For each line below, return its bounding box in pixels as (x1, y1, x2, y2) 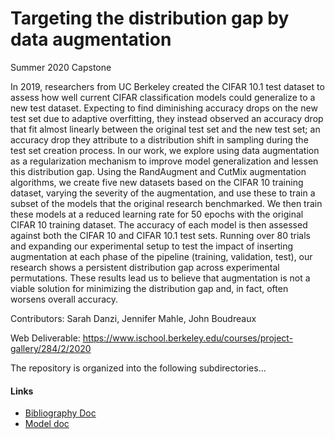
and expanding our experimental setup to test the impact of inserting (10, 240, 294, 252)
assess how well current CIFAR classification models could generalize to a (10, 91, 316, 103)
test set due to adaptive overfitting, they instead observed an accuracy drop (10, 112, 324, 124)
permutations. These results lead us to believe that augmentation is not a (10, 272, 311, 284)
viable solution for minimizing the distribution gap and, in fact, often (10, 282, 289, 294)
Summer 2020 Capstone (10, 61, 112, 73)
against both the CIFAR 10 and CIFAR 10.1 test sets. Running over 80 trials (10, 229, 311, 241)
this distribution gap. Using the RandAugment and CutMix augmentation (10, 165, 307, 177)
